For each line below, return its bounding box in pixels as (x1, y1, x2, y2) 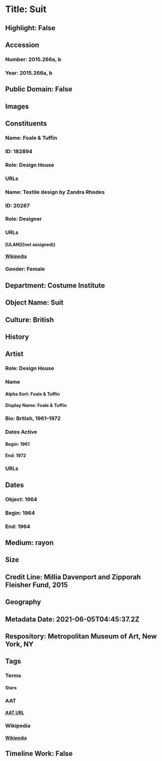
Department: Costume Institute (5, 281, 105, 289)
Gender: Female (5, 266, 45, 273)
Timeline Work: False (5, 749, 73, 758)
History (5, 333, 29, 341)
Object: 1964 (5, 496, 38, 503)
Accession (5, 40, 39, 49)
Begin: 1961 (5, 441, 30, 447)
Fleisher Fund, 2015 (5, 580, 68, 589)
